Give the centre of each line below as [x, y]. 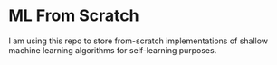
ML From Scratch [74, 16]
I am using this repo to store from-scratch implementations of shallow [138, 41]
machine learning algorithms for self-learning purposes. [113, 50]
